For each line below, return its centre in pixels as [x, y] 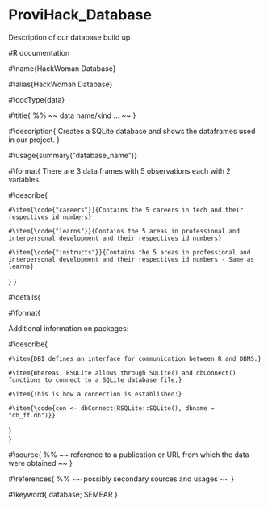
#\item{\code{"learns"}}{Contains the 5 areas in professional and [124, 231]
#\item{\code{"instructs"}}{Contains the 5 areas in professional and [130, 252]
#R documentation [39, 52]
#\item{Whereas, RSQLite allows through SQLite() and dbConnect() [122, 373]
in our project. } [34, 140]
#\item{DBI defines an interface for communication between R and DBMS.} [135, 358]
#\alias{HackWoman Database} [61, 84]
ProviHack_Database [80, 15]
